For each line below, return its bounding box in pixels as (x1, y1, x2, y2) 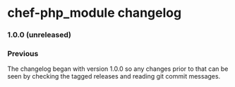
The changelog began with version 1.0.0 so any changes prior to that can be (7, 65, 229, 73)
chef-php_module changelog (7, 5, 182, 21)
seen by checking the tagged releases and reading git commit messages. (7, 72, 221, 81)
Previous (7, 49, 39, 59)
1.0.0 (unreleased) (7, 30, 72, 40)
